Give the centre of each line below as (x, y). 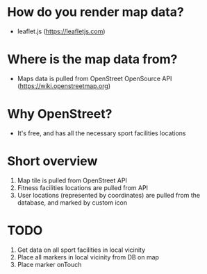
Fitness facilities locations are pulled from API (82, 187)
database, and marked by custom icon (72, 203)
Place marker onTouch (49, 264)
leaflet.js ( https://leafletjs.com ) (61, 31)
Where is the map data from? (92, 59)
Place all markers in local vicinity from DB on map (88, 257)
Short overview (52, 161)
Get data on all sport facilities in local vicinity (81, 250)
